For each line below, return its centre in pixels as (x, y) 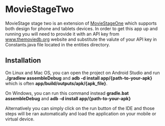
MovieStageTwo (40, 9)
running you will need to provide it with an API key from (62, 34)
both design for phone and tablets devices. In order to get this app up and (81, 28)
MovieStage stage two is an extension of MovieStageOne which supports (81, 23)
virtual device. (20, 119)
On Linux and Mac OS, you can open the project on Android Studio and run (82, 73)
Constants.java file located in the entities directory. (58, 44)
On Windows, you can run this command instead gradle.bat (67, 93)
